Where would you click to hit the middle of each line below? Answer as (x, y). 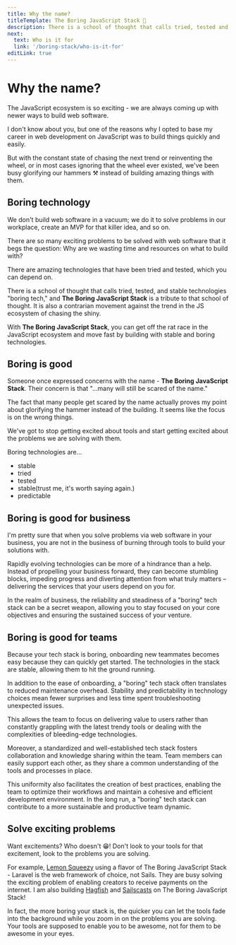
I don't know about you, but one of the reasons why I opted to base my (110, 129)
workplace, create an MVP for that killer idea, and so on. (89, 227)
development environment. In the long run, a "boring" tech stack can (107, 799)
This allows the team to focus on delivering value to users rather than (108, 720)
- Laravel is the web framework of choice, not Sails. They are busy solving (115, 874)
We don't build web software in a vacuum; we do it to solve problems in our (117, 219)
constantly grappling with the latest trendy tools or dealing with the (105, 727)
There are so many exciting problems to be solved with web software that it (117, 240)
